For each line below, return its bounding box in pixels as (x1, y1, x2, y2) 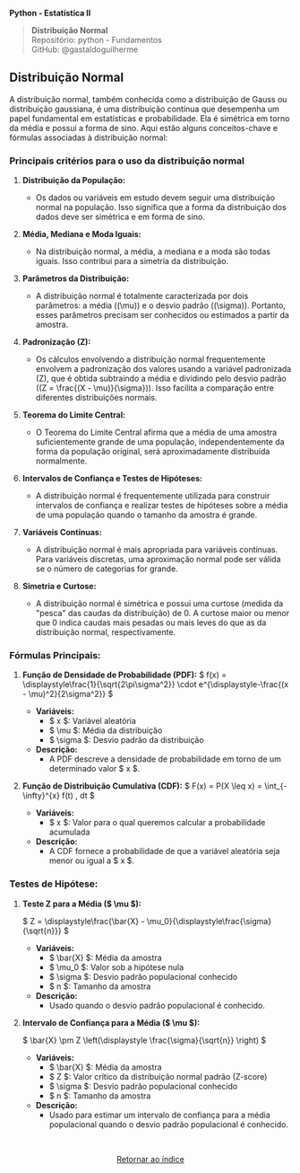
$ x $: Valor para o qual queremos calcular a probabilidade (48, 817, 266, 828)
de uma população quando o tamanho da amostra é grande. (35, 509, 258, 520)
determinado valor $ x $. (48, 763, 141, 774)
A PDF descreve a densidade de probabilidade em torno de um (48, 754, 282, 764)
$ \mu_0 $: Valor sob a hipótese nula (48, 961, 184, 973)
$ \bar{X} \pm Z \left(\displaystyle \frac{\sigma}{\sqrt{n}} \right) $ (21, 1035, 267, 1045)
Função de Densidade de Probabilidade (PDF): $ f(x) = (21, 669, 227, 681)
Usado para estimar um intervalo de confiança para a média (48, 1109, 270, 1120)
